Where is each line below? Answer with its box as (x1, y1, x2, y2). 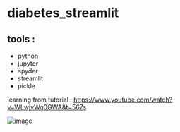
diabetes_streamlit (7, 5, 119, 21)
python (17, 52, 39, 60)
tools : (7, 33, 35, 45)
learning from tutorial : (7, 95, 73, 104)
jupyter (17, 59, 39, 68)
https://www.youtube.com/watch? (73, 95, 173, 104)
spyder (17, 67, 39, 75)
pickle (17, 82, 35, 90)
